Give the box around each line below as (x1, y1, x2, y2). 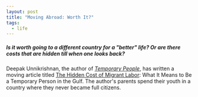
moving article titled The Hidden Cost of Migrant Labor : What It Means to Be (6, 71, 192, 79)
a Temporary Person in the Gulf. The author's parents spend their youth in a (6, 78, 191, 85)
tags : (6, 20, 20, 26)
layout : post (6, 8, 39, 15)
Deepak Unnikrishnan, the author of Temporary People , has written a (6, 65, 175, 72)
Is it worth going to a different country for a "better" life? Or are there (6, 43, 181, 51)
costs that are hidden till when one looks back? (6, 50, 125, 57)
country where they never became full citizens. (6, 84, 122, 91)
